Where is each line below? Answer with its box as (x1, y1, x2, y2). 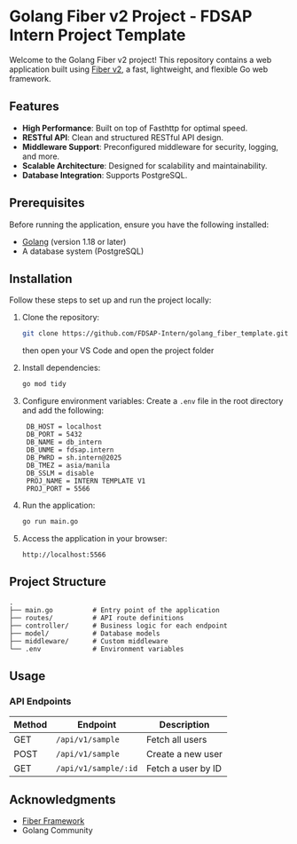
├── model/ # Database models (9, 628, 161, 638)
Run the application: (21, 500, 96, 511)
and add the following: (21, 406, 105, 416)
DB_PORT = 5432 (26, 430, 82, 439)
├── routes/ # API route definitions (9, 613, 184, 622)
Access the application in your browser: (21, 533, 168, 543)
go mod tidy (21, 380, 66, 389)
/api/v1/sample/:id (56, 763, 138, 773)
